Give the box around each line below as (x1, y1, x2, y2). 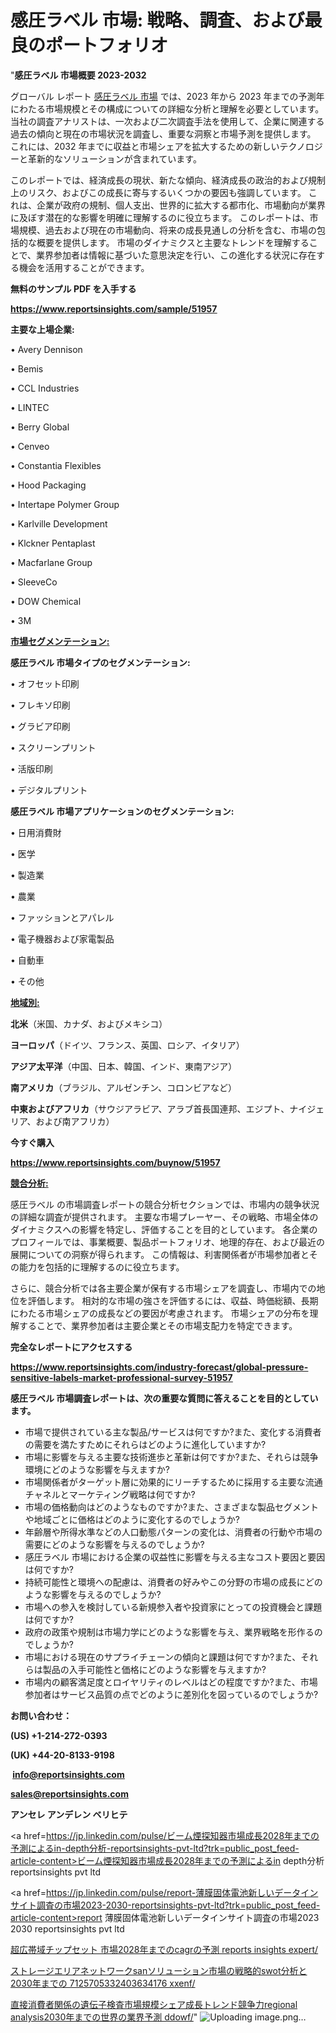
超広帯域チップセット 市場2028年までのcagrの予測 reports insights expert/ (10, 1943, 319, 1955)
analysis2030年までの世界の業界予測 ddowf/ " (10, 2011, 198, 2023)
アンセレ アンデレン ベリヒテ (10, 1808, 128, 1820)
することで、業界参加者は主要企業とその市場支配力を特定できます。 (18, 1319, 298, 1331)
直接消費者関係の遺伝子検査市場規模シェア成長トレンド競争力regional (10, 1998, 298, 2010)
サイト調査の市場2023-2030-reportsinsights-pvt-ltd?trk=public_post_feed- (10, 1899, 321, 1911)
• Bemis (10, 362, 44, 375)
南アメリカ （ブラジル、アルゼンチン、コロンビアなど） (10, 1081, 238, 1093)
